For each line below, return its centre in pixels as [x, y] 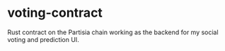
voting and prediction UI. [43, 39]
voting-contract [55, 13]
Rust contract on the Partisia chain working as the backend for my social [113, 32]
